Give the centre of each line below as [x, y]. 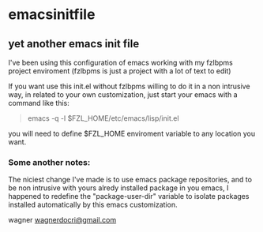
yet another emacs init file [74, 44]
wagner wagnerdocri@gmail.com [62, 220]
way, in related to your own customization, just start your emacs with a [123, 95]
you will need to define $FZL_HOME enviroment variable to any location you [131, 133]
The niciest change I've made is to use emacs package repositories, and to [130, 180]
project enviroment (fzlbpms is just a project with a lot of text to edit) [120, 71]
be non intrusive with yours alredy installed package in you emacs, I [118, 188]
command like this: [39, 103]
